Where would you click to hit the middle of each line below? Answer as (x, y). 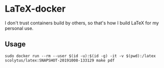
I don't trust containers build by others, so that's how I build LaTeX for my (82, 23)
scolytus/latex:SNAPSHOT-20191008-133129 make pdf (60, 60)
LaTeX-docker (35, 9)
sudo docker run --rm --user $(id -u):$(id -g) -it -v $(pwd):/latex (80, 56)
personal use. (19, 28)
